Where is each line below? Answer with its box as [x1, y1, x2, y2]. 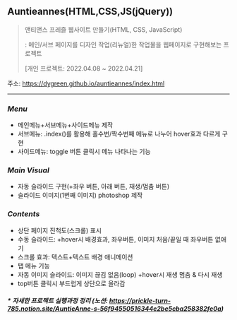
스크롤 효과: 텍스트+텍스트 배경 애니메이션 [17, 252, 133, 261]
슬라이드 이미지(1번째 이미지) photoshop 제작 [17, 191, 143, 200]
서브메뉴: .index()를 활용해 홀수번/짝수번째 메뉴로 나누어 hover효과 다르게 [17, 130, 221, 138]
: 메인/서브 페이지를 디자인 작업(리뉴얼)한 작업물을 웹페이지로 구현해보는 [24, 40, 222, 49]
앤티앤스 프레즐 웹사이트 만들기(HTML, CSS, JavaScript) [24, 25, 183, 34]
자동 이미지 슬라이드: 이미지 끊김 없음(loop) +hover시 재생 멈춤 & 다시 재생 [17, 270, 223, 278]
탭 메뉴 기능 [17, 261, 51, 270]
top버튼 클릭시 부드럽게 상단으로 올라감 [17, 279, 126, 288]
